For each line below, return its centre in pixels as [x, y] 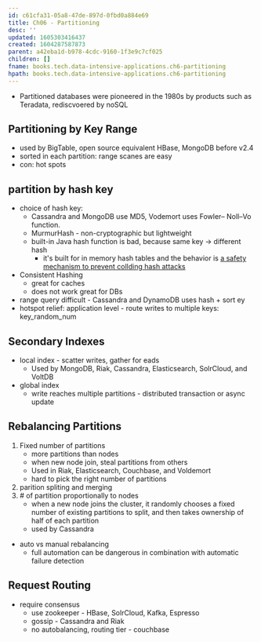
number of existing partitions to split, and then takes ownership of [138, 512]
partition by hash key [61, 189]
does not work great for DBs [77, 292]
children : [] [29, 60]
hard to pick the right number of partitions [99, 479]
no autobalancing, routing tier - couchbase [100, 629]
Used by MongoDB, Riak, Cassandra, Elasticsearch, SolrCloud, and [139, 369]
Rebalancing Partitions [65, 427]
